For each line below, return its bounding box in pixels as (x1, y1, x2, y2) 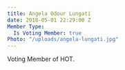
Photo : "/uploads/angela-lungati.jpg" (7, 36, 119, 43)
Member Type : (7, 23, 45, 30)
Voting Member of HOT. (7, 55, 75, 63)
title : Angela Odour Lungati (7, 10, 91, 17)
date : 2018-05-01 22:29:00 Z (7, 17, 91, 24)
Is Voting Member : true (13, 29, 81, 37)
